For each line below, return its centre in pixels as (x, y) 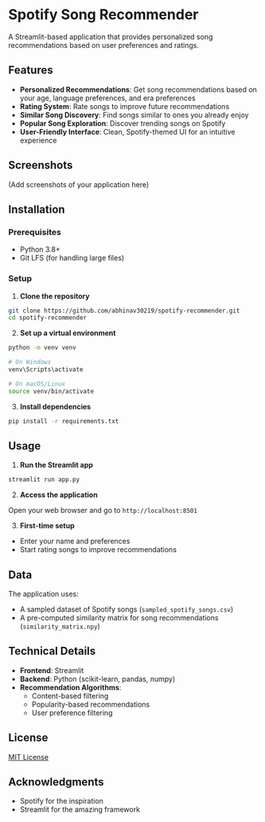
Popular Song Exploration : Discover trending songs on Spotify (123, 123)
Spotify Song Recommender (103, 15)
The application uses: (44, 594)
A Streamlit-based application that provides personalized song (111, 37)
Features (31, 70)
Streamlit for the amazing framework (80, 809)
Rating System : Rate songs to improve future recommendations (125, 106)
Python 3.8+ (40, 249)
